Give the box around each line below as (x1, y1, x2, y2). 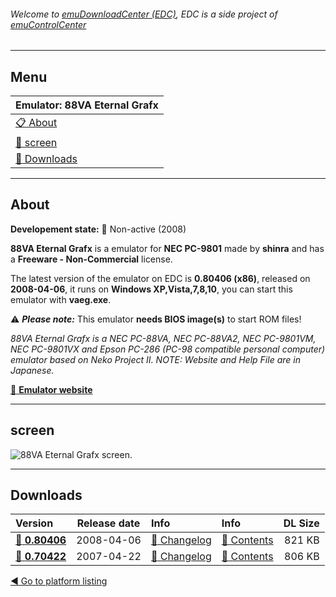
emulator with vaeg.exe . (10, 293, 112, 305)
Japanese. (10, 364, 55, 376)
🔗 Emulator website (10, 383, 93, 395)
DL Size (283, 516, 320, 530)
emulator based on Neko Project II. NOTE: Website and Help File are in (10, 353, 301, 365)
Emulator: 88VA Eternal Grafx (15, 98, 159, 112)
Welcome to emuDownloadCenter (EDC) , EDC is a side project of (10, 8, 278, 20)
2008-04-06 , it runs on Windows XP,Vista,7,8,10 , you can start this (10, 283, 293, 295)
